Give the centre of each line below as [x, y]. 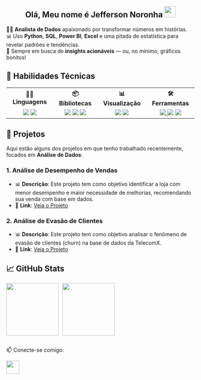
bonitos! [16, 57]
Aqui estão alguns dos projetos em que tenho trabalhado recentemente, [95, 149]
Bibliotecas [75, 103]
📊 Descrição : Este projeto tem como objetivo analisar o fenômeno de [101, 234]
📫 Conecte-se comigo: [35, 350]
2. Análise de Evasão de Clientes [54, 221]
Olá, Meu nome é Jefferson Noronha [94, 15]
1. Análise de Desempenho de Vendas [62, 170]
